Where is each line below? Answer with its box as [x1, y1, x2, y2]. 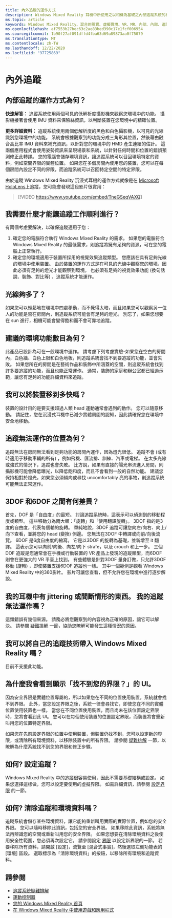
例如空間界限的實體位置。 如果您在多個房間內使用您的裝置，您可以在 [14, 160, 159, 166]
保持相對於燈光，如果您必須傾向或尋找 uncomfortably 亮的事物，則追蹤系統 [5, 474, 165, 480]
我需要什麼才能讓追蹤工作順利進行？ [5, 209, 120, 218]
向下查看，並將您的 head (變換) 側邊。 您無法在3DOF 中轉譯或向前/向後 [5, 531, 156, 537]
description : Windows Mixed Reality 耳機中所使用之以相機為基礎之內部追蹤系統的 [5, 12, 166, 17]
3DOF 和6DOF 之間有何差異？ [5, 497, 99, 506]
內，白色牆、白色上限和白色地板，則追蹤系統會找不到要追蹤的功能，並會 [5, 354, 158, 361]
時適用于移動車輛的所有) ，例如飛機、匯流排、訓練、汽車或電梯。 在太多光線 [5, 455, 166, 461]
